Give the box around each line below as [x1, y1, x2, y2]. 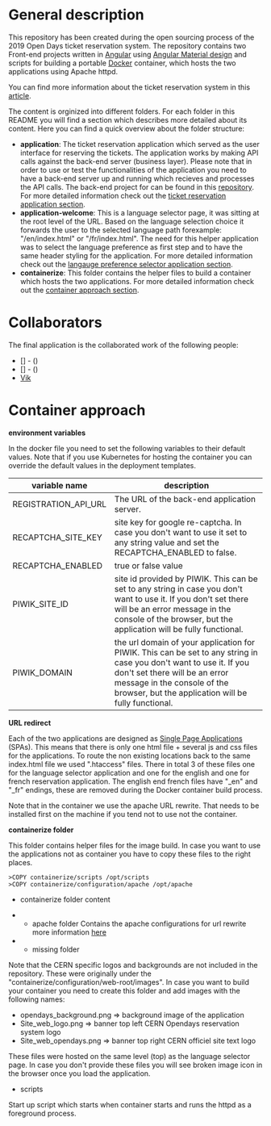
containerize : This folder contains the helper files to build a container [19, 268, 252, 278]
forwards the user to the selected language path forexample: [19, 224, 222, 235]
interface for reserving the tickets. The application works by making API [19, 148, 259, 157]
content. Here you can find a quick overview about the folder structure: [8, 123, 244, 133]
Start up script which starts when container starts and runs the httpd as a [8, 1099, 252, 1109]
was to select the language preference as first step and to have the [19, 242, 244, 252]
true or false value [114, 559, 183, 571]
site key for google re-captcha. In [114, 517, 242, 528]
